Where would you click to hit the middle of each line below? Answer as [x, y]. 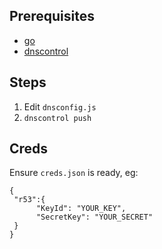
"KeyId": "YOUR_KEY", [81, 209]
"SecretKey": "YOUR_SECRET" [94, 217]
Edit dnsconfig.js [60, 106]
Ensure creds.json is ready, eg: [74, 173]
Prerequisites [52, 16]
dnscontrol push [57, 118]
